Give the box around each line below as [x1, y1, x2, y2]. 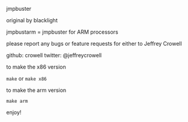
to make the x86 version [6, 63, 66, 70]
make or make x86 [6, 75, 47, 82]
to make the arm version [6, 87, 67, 94]
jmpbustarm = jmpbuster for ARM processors [6, 28, 118, 35]
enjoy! [6, 109, 22, 116]
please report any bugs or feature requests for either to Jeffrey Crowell [6, 40, 182, 47]
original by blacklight [6, 17, 58, 23]
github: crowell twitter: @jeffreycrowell [6, 52, 102, 59]
